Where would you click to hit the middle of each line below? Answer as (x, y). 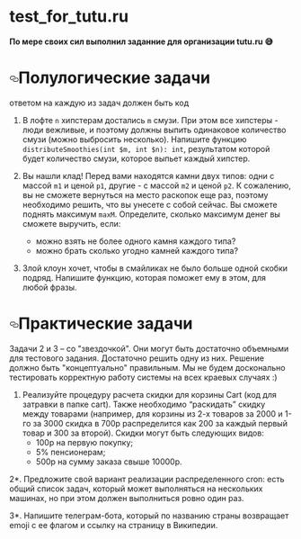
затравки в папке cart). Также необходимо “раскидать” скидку (144, 404)
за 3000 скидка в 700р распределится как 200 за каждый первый (160, 423)
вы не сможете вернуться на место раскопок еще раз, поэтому (145, 194)
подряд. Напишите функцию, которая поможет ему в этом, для (144, 277)
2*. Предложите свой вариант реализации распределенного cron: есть (147, 479)
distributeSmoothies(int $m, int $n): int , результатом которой (146, 148)
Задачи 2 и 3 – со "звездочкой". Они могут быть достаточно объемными (149, 348)
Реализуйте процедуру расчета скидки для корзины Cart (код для (149, 394)
